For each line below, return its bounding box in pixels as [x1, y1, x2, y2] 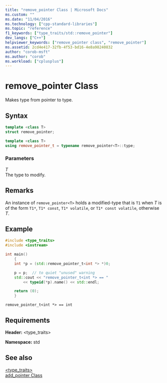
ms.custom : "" [5, 12, 35, 17]
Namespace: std [5, 339, 40, 345]
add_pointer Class [5, 372, 42, 378]
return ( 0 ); [14, 289, 39, 294]
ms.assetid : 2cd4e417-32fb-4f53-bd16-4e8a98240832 [5, 45, 113, 50]
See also [5, 353, 32, 362]
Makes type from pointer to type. [5, 97, 73, 103]
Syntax [5, 111, 28, 120]
